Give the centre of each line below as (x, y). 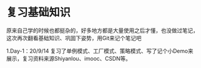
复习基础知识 (39, 12)
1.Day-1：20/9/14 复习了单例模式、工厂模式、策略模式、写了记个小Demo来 (100, 51)
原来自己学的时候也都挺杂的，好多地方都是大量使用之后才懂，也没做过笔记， (102, 30)
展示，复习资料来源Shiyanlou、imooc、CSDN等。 (69, 58)
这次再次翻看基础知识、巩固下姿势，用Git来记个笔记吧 (74, 38)
